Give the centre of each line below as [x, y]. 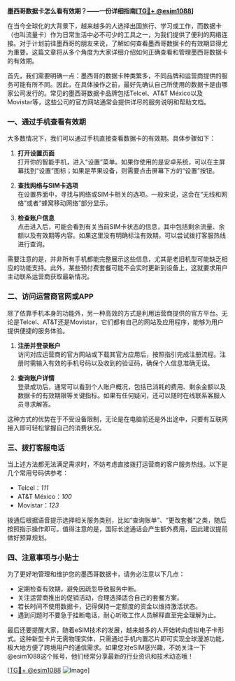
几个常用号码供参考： [38, 472]
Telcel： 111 [33, 487]
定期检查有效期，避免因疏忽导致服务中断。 [79, 589]
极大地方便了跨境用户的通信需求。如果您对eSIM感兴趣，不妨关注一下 [107, 647]
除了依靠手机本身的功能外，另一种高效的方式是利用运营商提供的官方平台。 [114, 313]
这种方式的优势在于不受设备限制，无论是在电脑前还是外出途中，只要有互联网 [117, 419]
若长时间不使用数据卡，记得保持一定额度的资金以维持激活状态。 [109, 606]
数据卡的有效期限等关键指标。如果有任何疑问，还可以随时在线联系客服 [119, 395]
